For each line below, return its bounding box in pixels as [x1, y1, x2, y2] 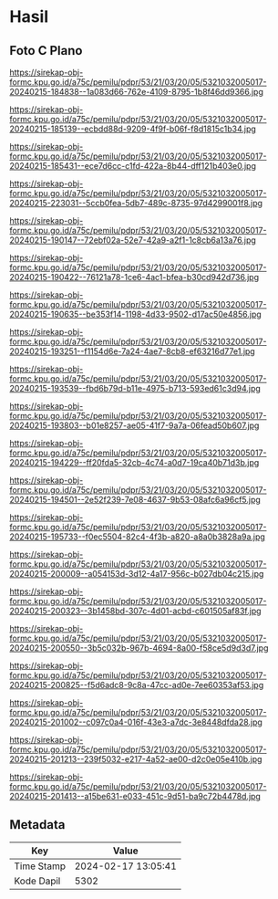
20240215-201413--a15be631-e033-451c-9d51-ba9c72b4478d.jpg [9, 791, 262, 801]
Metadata [9, 817, 66, 832]
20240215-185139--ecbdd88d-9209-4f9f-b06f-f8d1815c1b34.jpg [9, 123, 257, 134]
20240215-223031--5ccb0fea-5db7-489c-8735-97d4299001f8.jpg [9, 198, 263, 208]
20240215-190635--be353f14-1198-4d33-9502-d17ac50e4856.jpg [9, 308, 262, 319]
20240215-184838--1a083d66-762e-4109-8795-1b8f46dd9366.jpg [9, 87, 264, 97]
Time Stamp [14, 860, 67, 873]
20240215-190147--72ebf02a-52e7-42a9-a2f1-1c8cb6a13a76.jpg [9, 235, 257, 246]
